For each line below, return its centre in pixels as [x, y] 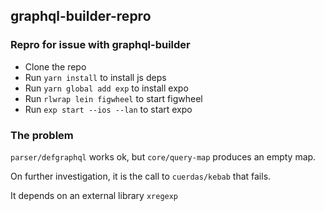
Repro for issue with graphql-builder [100, 45]
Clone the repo [55, 66]
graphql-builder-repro [81, 16]
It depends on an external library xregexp [94, 195]
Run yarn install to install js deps [95, 77]
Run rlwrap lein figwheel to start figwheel [113, 98]
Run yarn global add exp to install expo [106, 88]
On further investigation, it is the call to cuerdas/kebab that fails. [141, 176]
